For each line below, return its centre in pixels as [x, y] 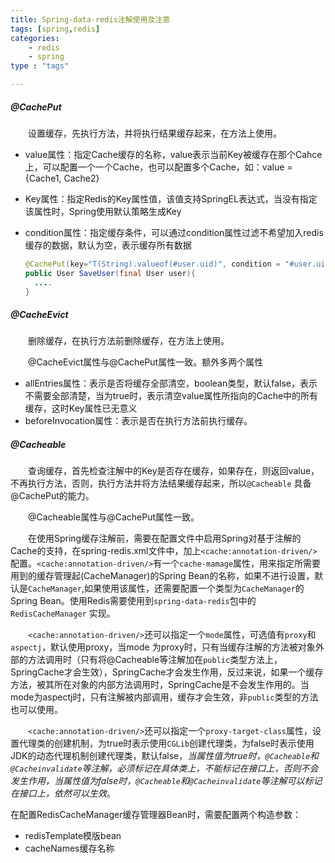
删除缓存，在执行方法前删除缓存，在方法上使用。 [129, 341]
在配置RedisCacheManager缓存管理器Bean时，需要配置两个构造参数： [156, 815]
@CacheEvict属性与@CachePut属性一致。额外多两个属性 [146, 362]
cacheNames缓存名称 [69, 848]
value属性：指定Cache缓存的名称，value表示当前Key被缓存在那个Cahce [173, 154]
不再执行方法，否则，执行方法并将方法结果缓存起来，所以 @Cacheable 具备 [161, 483]
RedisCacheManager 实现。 [63, 613]
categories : [35, 38]
